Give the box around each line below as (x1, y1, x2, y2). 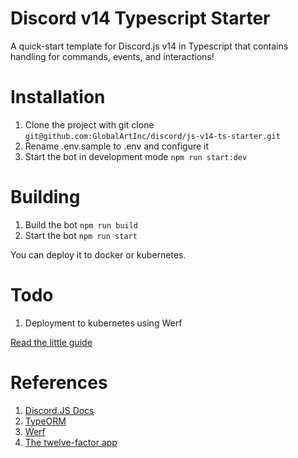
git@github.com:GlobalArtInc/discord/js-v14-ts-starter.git (24, 131, 281, 141)
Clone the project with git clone (24, 118, 155, 131)
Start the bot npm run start (24, 229, 138, 241)
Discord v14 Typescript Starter (10, 7, 271, 30)
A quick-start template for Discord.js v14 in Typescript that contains (10, 40, 289, 52)
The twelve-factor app (24, 436, 118, 448)
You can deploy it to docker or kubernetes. (10, 248, 187, 261)
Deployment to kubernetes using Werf (24, 317, 183, 329)
